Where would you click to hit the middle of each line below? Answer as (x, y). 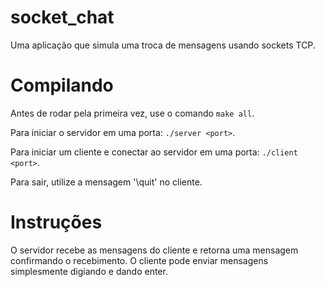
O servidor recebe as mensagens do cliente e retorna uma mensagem (154, 250)
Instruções (56, 222)
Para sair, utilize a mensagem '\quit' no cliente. (106, 182)
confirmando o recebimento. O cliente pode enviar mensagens (139, 260)
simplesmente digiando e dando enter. (89, 271)
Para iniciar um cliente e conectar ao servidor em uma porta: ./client (154, 152)
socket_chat (62, 17)
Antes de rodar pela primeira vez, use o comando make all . (132, 113)
